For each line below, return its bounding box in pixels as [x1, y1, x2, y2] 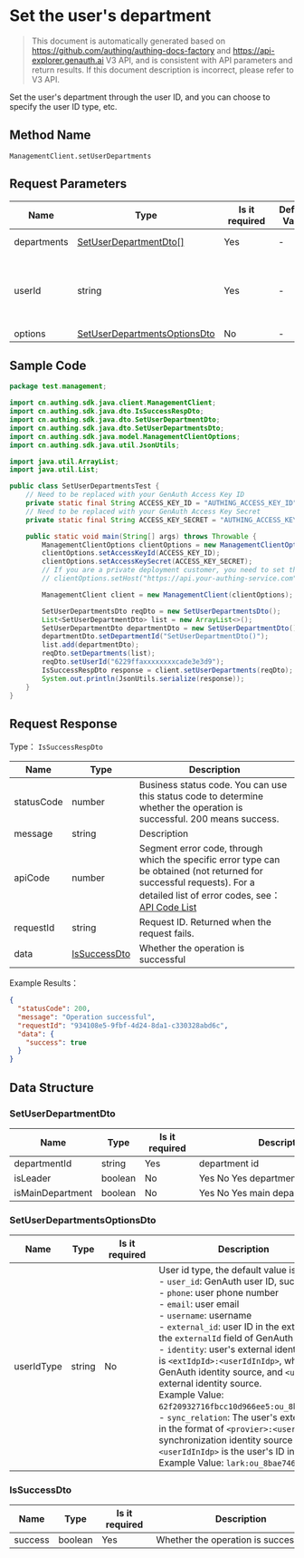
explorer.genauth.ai [31, 54, 104, 65]
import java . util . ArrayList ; [9, 457, 119, 466]
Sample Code [9, 357, 87, 373]
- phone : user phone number [158, 1287, 279, 1300]
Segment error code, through [138, 842, 263, 855]
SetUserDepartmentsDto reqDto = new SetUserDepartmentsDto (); [42, 607, 281, 616]
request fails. [138, 927, 195, 940]
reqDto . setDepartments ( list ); [42, 649, 156, 658]
